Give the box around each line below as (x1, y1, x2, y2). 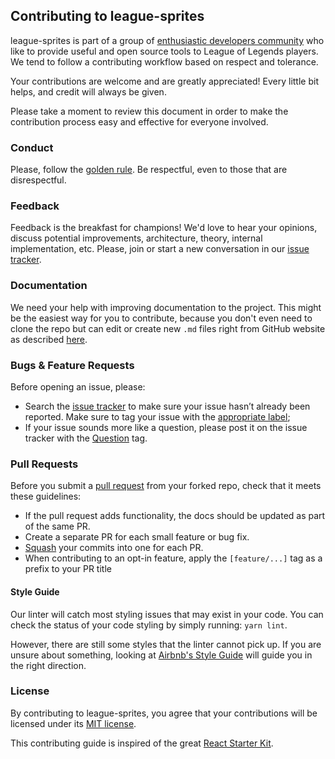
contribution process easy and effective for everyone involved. (10, 115, 269, 128)
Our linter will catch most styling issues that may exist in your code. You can (10, 608, 324, 620)
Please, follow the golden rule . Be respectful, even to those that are (10, 164, 288, 176)
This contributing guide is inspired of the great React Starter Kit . (10, 737, 274, 749)
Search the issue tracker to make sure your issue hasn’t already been (24, 400, 311, 412)
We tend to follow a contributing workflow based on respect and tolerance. (10, 55, 319, 68)
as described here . (10, 333, 88, 345)
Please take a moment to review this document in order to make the (10, 105, 289, 117)
